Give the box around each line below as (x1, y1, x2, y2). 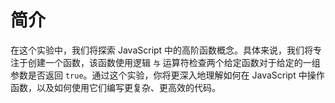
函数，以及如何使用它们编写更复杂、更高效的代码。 (10, 81, 221, 93)
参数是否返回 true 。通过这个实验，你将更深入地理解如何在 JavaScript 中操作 (10, 69, 325, 81)
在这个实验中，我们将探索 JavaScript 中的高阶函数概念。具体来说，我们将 (10, 44, 314, 56)
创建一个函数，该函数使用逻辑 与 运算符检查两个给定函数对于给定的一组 (27, 56, 321, 68)
